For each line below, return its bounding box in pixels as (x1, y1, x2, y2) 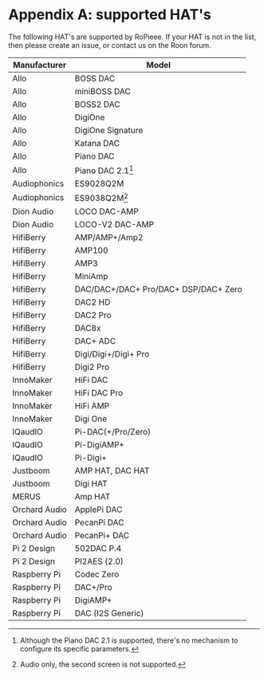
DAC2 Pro (74, 309, 112, 321)
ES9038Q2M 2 (74, 191, 129, 204)
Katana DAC (74, 137, 120, 148)
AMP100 (74, 245, 109, 256)
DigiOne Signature (74, 124, 144, 136)
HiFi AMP (74, 400, 110, 411)
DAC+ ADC (74, 335, 116, 346)
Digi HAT (74, 478, 108, 489)
